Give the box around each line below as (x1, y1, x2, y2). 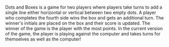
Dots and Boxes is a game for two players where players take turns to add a (5, 4, 162, 10)
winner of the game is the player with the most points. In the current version (5, 25, 163, 31)
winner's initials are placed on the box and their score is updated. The (5, 20, 150, 26)
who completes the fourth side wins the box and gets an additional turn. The (5, 15, 164, 20)
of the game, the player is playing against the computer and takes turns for (5, 31, 160, 36)
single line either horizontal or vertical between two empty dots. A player (5, 9, 156, 15)
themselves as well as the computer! (5, 36, 82, 42)
